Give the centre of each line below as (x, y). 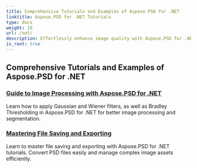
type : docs (19, 22)
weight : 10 (19, 28)
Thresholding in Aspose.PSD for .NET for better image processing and (91, 112)
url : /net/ (19, 33)
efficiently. (19, 159)
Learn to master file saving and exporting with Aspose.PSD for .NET (88, 146)
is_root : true (23, 44)
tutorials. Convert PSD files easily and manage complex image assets (90, 152)
